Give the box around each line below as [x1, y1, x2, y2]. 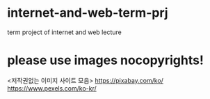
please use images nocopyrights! [7, 52, 204, 68]
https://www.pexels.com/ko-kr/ [7, 84, 97, 92]
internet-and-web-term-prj [7, 5, 168, 21]
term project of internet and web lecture [7, 28, 122, 36]
